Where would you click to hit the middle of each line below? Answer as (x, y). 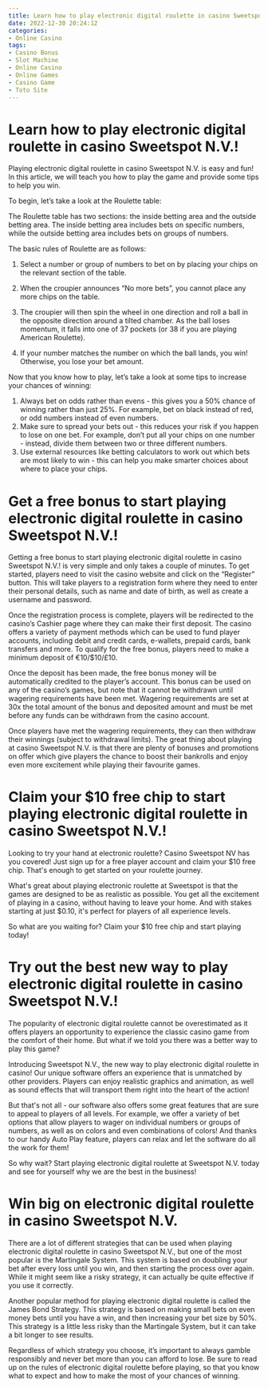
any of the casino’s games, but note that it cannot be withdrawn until (121, 690)
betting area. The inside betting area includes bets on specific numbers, (126, 225)
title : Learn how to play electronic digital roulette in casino (119, 16)
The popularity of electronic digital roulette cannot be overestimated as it (128, 1024)
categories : (28, 30)
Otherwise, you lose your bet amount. (82, 362)
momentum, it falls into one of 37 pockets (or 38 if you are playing (128, 329)
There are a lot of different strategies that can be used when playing (120, 1243)
